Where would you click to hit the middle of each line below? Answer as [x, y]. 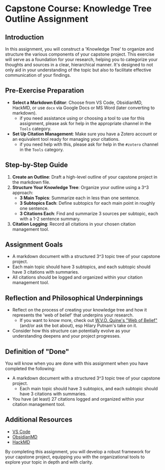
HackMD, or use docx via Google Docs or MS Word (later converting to [83, 108]
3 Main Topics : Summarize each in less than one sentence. [80, 198]
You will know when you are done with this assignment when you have [77, 363]
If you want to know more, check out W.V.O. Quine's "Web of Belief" [88, 320]
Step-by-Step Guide [36, 165]
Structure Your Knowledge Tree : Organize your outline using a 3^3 [81, 187]
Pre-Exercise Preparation [45, 91]
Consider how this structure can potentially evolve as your [71, 331]
